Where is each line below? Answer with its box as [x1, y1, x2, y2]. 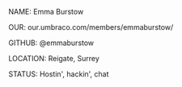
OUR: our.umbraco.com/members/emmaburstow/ [8, 23, 174, 31]
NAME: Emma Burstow [8, 7, 84, 16]
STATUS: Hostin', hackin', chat [8, 69, 109, 79]
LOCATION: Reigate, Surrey [8, 54, 99, 63]
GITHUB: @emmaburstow [8, 38, 95, 48]
